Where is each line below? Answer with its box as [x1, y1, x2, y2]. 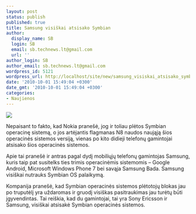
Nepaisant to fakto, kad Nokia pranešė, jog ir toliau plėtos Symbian [6, 122, 166, 129]
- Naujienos [6, 95, 35, 101]
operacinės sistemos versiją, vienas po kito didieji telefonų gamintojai [6, 135, 173, 142]
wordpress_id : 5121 [6, 68, 54, 74]
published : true [6, 19, 45, 25]
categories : [6, 90, 35, 96]
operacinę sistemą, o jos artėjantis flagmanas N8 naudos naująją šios [6, 129, 172, 136]
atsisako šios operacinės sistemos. [6, 141, 90, 148]
